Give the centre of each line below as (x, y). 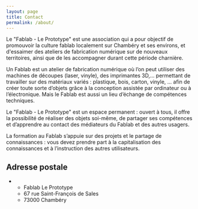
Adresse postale (37, 167)
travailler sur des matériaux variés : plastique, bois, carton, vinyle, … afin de (98, 82)
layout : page (22, 11)
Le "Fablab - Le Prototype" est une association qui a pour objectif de (90, 39)
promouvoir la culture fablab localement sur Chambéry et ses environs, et (96, 45)
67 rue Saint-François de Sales (61, 194)
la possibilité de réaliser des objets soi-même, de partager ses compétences (99, 118)
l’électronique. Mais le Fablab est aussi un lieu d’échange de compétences (97, 94)
